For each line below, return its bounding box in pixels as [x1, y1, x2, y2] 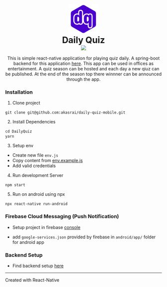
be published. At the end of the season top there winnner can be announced [5, 71, 162, 77]
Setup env [12, 143, 34, 149]
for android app [12, 239, 45, 245]
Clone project [12, 100, 41, 106]
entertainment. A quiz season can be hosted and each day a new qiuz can [7, 66, 160, 71]
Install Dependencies [12, 119, 56, 125]
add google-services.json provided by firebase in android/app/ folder [12, 234, 156, 240]
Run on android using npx [12, 191, 65, 197]
